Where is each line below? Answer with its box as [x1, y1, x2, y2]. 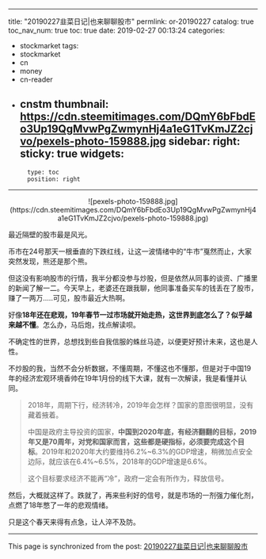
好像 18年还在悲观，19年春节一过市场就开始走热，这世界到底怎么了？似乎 [8, 310, 245, 320]
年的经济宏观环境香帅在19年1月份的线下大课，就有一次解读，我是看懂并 [8, 373, 241, 383]
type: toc [27, 168, 59, 176]
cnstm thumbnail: [19, 98, 109, 111]
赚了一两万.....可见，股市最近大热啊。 [8, 293, 130, 302]
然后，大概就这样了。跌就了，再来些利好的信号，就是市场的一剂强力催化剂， [8, 490, 258, 500]
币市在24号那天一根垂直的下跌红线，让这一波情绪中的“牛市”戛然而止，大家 [8, 247, 252, 256]
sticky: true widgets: [19, 147, 124, 161]
